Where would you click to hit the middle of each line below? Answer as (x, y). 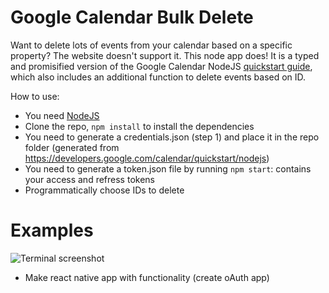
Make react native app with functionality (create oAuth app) (147, 277)
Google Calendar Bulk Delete (132, 17)
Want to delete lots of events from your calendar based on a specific (151, 45)
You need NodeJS (62, 115)
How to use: (35, 96)
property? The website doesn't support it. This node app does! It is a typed (165, 55)
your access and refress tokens (89, 179)
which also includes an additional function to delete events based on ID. (158, 77)
